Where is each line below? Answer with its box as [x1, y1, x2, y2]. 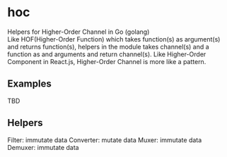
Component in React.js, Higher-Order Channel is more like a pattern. [7, 57, 206, 65]
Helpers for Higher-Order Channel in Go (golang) [7, 27, 150, 36]
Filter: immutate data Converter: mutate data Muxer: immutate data [7, 135, 202, 144]
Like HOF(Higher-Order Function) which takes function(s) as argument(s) [7, 34, 221, 43]
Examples [7, 78, 52, 90]
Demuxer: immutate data [7, 143, 79, 151]
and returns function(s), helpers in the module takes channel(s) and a [7, 42, 210, 51]
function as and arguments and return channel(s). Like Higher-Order [7, 50, 206, 58]
